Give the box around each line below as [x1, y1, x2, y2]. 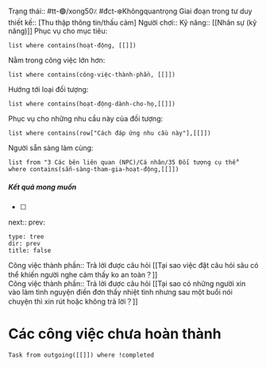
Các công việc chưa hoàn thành [8, 325, 222, 343]
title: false [8, 247, 52, 254]
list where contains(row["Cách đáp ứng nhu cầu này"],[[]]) [8, 129, 212, 137]
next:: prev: [8, 217, 46, 227]
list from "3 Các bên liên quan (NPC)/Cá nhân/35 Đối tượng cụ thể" [8, 159, 240, 166]
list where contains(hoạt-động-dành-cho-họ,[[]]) [8, 100, 176, 108]
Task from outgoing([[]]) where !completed [8, 351, 155, 359]
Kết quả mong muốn [8, 182, 77, 192]
